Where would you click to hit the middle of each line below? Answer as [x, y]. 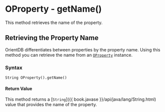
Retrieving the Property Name [52, 38]
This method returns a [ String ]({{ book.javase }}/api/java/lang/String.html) [81, 99]
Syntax [14, 67]
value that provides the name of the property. [51, 105]
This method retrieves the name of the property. [54, 22]
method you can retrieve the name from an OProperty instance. [69, 55]
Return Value [19, 89]
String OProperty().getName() [36, 78]
